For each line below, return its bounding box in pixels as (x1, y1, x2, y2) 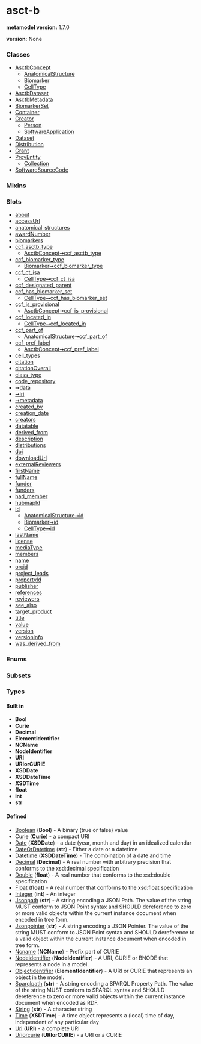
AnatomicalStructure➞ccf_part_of (23, 333, 107, 340)
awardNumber (14, 230, 51, 238)
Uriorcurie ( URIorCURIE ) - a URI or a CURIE (14, 1031, 122, 1038)
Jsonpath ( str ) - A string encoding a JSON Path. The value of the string (14, 896, 192, 904)
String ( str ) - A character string (14, 1005, 92, 1013)
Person (23, 122, 42, 129)
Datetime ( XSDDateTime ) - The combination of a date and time (14, 852, 172, 859)
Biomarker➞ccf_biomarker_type (23, 263, 103, 270)
